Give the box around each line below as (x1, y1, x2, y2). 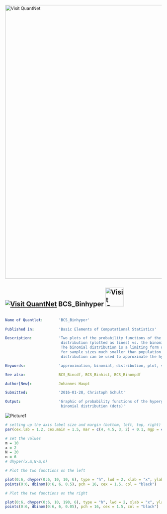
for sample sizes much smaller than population (60, 350, 162, 355)
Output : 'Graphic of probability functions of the (5, 399, 148, 404)
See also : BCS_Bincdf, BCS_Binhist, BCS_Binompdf (5, 372, 141, 377)
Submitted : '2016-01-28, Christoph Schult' (5, 390, 126, 395)
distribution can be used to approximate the (60, 354, 157, 359)
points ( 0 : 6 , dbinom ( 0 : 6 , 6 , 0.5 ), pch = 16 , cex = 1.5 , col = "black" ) (5, 482, 157, 487)
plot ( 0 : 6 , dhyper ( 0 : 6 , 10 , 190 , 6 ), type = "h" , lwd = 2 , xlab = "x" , (5, 500, 155, 505)
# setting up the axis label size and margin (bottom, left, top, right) (5, 422, 162, 427)
